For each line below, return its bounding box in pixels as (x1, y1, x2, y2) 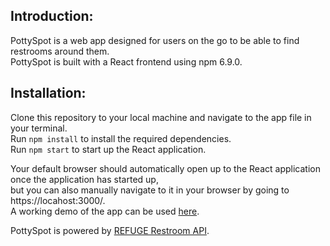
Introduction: (10, 8, 94, 25)
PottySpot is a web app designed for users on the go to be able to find (10, 34, 300, 46)
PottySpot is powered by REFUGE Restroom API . (10, 224, 210, 236)
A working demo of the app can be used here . (10, 205, 200, 217)
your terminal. (10, 122, 68, 134)
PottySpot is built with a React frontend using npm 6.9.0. (10, 55, 243, 68)
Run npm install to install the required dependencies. (10, 132, 232, 144)
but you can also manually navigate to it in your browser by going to (10, 184, 290, 196)
